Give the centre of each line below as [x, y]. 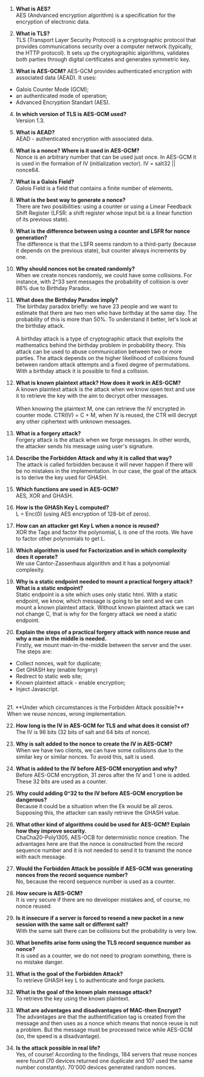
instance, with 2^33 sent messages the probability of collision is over [102, 282]
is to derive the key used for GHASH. [62, 477]
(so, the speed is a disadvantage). [58, 1036]
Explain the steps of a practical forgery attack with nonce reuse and [103, 632]
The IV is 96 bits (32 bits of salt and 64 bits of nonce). [83, 732]
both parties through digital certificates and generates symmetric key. [103, 59]
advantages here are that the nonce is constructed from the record [99, 844]
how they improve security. [51, 831]
